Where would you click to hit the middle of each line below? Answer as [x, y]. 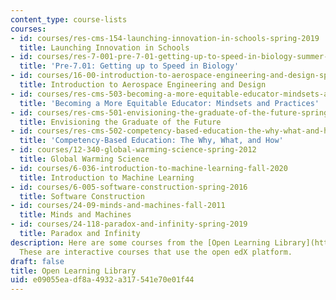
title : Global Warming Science [84, 159]
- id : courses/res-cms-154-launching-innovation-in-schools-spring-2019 [165, 38]
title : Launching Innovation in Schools [104, 47]
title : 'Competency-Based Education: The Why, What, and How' [151, 141]
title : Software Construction [82, 196]
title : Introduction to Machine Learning [107, 177]
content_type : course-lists [69, 19]
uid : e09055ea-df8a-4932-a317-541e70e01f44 [102, 280]
